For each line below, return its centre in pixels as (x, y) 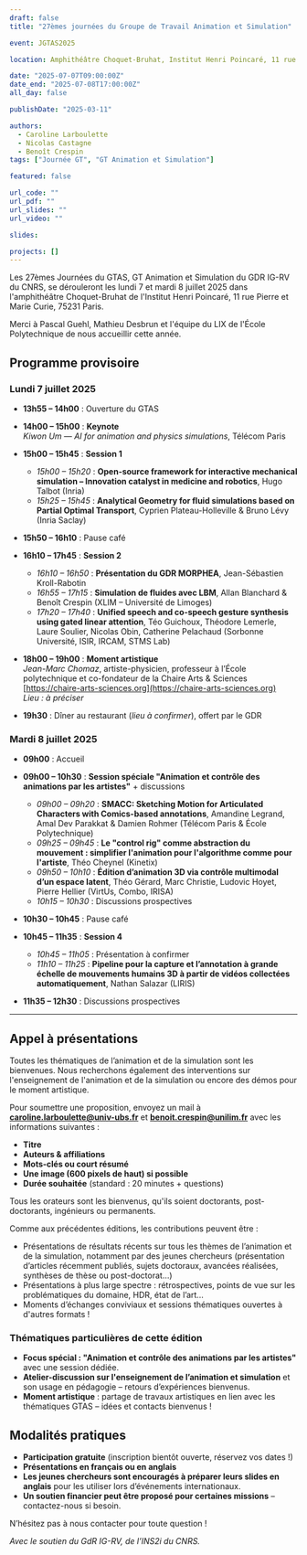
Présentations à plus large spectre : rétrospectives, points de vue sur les (159, 1285)
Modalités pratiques (68, 1435)
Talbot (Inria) (60, 491)
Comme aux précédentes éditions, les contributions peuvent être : (134, 1229)
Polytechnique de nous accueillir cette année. (95, 334)
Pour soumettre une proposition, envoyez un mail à (105, 1108)
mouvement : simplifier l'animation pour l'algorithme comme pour (164, 853)
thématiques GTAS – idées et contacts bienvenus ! (117, 1406)
